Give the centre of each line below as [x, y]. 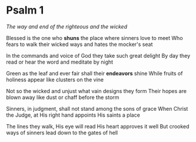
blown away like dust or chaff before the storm [63, 97]
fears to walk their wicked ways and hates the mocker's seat [79, 44]
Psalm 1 [25, 10]
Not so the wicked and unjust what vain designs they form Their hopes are [97, 91]
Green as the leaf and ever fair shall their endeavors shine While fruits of [94, 73]
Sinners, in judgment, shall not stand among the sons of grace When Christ [97, 108]
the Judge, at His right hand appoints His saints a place [73, 115]
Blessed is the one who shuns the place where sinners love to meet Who [95, 38]
